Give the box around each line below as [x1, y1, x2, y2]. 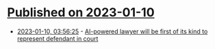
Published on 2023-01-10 [7, 5, 155, 20]
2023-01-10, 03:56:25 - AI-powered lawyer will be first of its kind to [16, 27, 208, 35]
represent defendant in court [16, 34, 99, 42]
